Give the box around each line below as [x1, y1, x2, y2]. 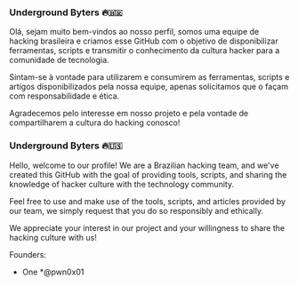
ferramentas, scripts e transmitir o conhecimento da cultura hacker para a [9, 45, 280, 56]
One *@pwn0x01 [21, 266, 85, 277]
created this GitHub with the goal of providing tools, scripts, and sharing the [9, 169, 287, 179]
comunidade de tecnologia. [9, 55, 109, 66]
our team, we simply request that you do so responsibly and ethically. [9, 205, 264, 216]
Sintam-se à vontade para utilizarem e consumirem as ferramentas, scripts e [9, 72, 290, 83]
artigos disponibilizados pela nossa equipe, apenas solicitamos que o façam [9, 82, 289, 92]
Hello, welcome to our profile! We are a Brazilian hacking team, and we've [9, 160, 279, 171]
